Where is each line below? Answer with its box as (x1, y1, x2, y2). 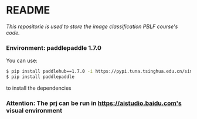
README (6, 4, 50, 17)
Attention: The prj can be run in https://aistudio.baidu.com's (6, 99, 182, 107)
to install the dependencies (6, 84, 72, 91)
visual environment (6, 106, 63, 114)
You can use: (6, 57, 38, 64)
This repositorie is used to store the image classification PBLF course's (6, 23, 178, 30)
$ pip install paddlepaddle (6, 74, 75, 80)
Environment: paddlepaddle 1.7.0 (6, 43, 101, 52)
